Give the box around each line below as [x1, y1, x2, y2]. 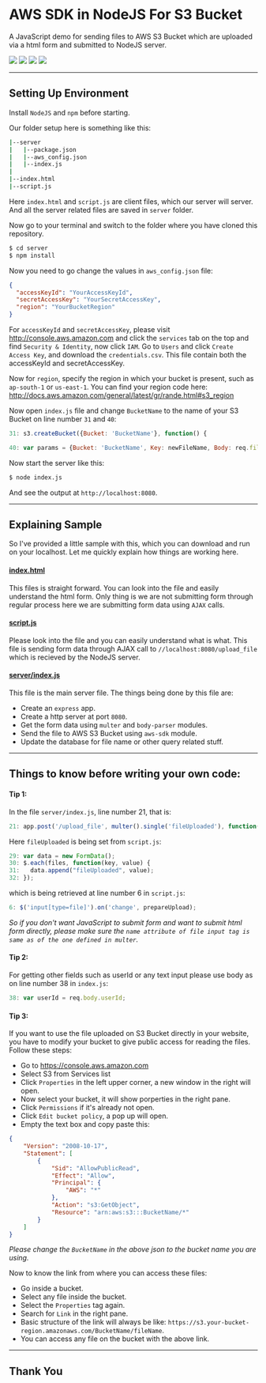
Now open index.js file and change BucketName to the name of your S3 [9, 406, 239, 415]
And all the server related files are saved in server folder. [9, 205, 194, 214]
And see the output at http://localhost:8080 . [9, 488, 158, 497]
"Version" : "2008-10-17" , [23, 1143, 109, 1151]
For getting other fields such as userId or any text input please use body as [9, 970, 253, 980]
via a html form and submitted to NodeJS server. [9, 40, 167, 49]
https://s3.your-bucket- [167, 1319, 249, 1327]
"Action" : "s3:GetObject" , [51, 1201, 140, 1209]
